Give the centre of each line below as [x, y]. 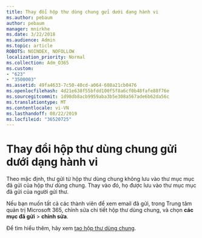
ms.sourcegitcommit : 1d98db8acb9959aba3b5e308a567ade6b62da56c [88, 97]
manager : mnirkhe [28, 29]
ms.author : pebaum [29, 18]
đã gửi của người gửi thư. [37, 192]
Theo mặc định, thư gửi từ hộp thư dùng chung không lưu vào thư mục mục [100, 179]
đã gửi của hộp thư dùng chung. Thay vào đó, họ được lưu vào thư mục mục [101, 185]
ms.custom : [20, 68]
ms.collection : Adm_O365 [38, 63]
